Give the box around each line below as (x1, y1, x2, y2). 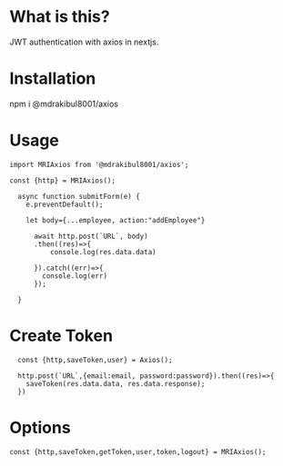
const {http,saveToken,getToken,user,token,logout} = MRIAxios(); (9, 447, 267, 456)
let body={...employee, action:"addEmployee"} (25, 215, 206, 224)
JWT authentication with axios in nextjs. (9, 36, 159, 47)
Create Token (9, 325, 114, 346)
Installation (9, 68, 96, 89)
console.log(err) (42, 271, 107, 281)
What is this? (9, 6, 111, 27)
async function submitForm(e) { (17, 192, 141, 201)
